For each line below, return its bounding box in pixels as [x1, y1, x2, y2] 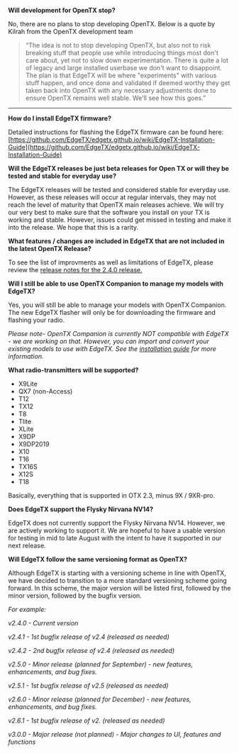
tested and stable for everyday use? [8, 172, 116, 180]
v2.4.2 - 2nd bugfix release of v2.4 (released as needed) [8, 647, 175, 654]
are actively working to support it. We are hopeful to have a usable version [8, 526, 226, 535]
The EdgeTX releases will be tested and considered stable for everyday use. [8, 186, 231, 194]
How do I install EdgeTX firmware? [8, 114, 112, 123]
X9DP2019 [18, 440, 50, 448]
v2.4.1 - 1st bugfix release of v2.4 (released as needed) [8, 632, 169, 641]
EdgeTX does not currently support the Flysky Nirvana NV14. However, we [8, 519, 226, 527]
